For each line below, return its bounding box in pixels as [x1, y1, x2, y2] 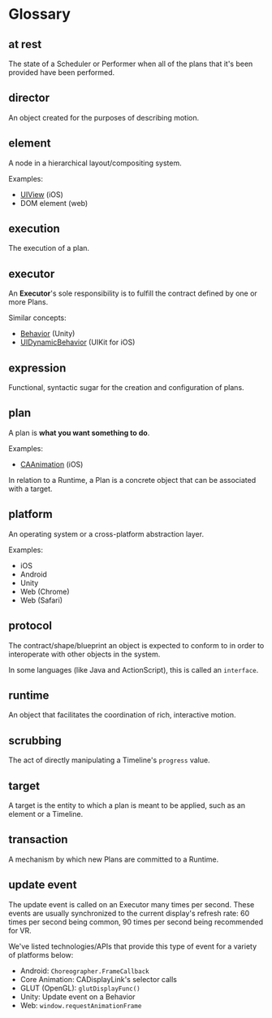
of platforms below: [8, 950, 74, 959]
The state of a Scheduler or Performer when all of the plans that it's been [8, 59, 253, 68]
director [8, 91, 50, 105]
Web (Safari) [19, 595, 63, 605]
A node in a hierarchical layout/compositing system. [8, 158, 182, 168]
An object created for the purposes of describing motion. [8, 112, 200, 122]
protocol [8, 619, 53, 633]
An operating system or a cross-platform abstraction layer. [8, 529, 205, 538]
